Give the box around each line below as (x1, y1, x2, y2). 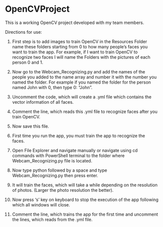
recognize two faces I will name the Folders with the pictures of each (12, 54, 151, 60)
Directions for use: (5, 29, 42, 35)
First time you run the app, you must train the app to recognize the (12, 133, 145, 138)
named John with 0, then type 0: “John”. (12, 84, 92, 90)
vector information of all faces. (12, 99, 74, 105)
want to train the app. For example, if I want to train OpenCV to (12, 49, 138, 55)
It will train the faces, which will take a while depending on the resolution (12, 182, 158, 188)
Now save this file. (12, 123, 50, 129)
